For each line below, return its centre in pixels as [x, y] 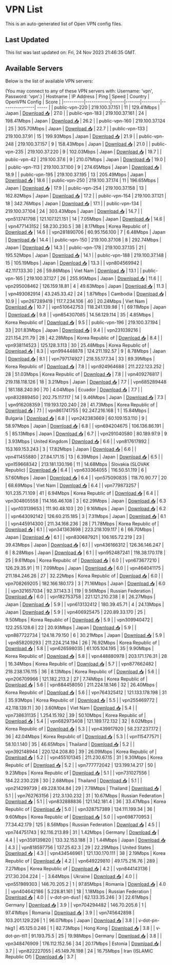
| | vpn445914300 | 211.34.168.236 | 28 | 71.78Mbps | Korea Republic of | [82, 524]
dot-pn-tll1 [16, 936]
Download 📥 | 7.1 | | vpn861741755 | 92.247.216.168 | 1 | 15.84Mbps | [77, 410]
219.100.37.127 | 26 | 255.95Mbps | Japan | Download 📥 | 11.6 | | [94, 278]
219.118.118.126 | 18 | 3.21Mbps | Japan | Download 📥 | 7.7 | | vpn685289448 [86, 382]
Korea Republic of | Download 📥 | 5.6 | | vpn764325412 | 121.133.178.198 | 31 [86, 692]
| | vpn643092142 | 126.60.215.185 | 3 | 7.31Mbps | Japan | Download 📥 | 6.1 [85, 516]
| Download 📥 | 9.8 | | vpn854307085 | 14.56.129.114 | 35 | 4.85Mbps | [80, 314]
